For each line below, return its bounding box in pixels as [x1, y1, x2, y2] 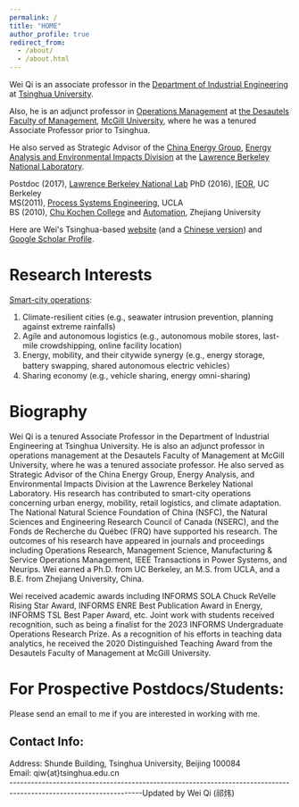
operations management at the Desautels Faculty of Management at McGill [9, 450, 285, 461]
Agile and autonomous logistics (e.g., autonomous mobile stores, [21, 330, 262, 341]
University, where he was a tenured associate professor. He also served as [9, 459, 285, 470]
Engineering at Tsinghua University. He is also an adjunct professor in [9, 440, 265, 451]
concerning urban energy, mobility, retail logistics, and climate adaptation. [9, 497, 282, 508]
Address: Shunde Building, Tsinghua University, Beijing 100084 [9, 758, 241, 769]
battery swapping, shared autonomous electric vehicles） [21, 360, 235, 370]
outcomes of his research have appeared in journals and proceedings [9, 535, 265, 545]
